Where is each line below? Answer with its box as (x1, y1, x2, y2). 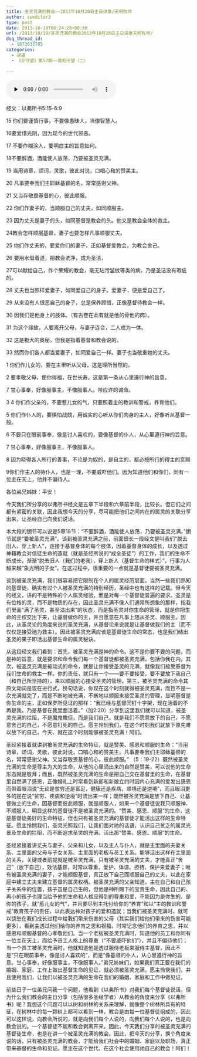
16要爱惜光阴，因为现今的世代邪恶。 (6, 130, 94, 137)
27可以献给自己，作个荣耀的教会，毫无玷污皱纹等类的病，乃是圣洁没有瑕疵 (6, 266, 187, 273)
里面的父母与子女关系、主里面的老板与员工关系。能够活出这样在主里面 (21, 849, 191, 856)
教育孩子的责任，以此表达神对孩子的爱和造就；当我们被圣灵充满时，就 (13, 907, 184, 914)
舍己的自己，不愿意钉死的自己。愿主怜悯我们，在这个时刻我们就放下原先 (11, 721, 186, 728)
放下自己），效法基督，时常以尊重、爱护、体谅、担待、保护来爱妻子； (18, 863, 186, 870)
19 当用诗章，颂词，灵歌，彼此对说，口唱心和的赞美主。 (6, 167, 142, 174)
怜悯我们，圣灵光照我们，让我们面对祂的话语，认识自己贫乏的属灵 (26, 822, 186, 829)
